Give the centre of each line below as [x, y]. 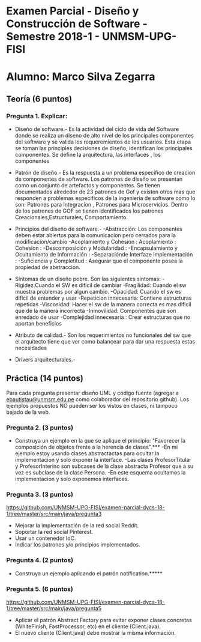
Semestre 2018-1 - [53, 37]
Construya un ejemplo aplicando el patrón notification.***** [89, 573]
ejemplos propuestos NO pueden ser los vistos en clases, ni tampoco [92, 405]
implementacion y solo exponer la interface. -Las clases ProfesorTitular [103, 460]
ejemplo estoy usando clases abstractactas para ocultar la [87, 453]
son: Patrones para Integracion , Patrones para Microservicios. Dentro [101, 205]
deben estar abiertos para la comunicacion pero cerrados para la [95, 235]
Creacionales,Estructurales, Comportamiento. [71, 217]
